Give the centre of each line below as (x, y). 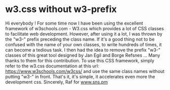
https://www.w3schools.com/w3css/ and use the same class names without (85, 71)
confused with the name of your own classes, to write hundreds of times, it (83, 44)
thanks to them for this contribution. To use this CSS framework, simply (80, 60)
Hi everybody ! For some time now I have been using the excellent (74, 23)
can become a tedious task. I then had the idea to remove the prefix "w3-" (83, 50)
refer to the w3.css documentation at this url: (52, 66)
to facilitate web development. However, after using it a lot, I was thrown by (84, 34)
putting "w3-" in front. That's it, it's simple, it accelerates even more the (80, 76)
